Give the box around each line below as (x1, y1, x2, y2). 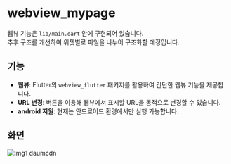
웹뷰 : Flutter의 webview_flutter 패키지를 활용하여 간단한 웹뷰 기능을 (17, 80, 205, 89)
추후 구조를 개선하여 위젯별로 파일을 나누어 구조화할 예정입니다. (7, 37, 180, 46)
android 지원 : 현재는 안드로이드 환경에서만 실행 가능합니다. (17, 107, 179, 115)
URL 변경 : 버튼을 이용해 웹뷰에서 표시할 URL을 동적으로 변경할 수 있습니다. (17, 98, 221, 106)
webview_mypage (7, 5, 116, 21)
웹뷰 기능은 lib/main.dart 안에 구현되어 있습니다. (7, 29, 144, 37)
